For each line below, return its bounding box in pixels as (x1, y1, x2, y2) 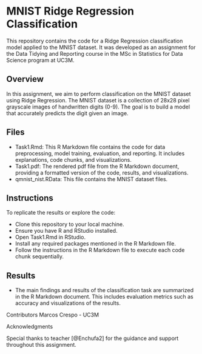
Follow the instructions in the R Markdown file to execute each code (15, 247, 185, 254)
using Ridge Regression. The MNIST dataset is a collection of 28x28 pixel (6, 96, 190, 104)
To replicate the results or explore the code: (6, 209, 116, 216)
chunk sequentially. (15, 253, 64, 260)
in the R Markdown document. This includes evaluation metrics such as (15, 293, 194, 301)
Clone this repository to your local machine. (15, 221, 124, 228)
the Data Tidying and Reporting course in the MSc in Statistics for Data (6, 50, 183, 57)
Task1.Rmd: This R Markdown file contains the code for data (15, 143, 166, 150)
